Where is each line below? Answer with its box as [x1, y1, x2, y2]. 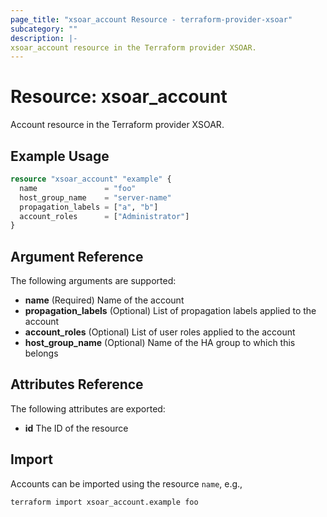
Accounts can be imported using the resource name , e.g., [10, 477, 243, 490]
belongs [24, 347, 59, 360]
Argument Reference [10, 248, 144, 265]
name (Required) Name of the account [24, 294, 185, 306]
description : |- [10, 33, 78, 43]
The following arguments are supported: [10, 275, 177, 287]
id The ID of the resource [24, 422, 129, 434]
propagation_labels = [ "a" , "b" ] [19, 202, 159, 212]
